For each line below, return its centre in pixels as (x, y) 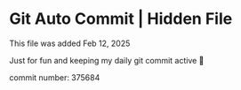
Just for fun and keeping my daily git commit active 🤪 (107, 60)
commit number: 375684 (55, 77)
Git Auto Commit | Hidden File (121, 19)
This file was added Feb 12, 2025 (70, 43)
